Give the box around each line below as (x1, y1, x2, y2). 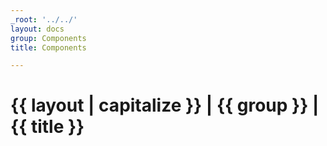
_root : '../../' (10, 14, 78, 25)
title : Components (10, 42, 87, 53)
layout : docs (10, 24, 65, 34)
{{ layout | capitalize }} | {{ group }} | (10, 94, 320, 117)
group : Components (10, 33, 87, 43)
